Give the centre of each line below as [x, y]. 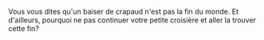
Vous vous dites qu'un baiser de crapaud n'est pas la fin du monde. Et [124, 12]
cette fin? [24, 28]
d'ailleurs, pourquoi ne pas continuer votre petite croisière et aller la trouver [132, 20]
